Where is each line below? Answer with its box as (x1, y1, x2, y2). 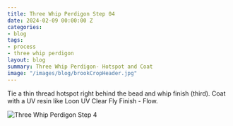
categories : (7, 23, 42, 30)
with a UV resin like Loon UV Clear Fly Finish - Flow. (7, 96, 158, 105)
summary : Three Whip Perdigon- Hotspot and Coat (7, 63, 153, 70)
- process (7, 43, 37, 50)
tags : (7, 37, 23, 44)
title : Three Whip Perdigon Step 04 (7, 10, 115, 18)
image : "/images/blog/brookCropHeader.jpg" (7, 69, 138, 76)
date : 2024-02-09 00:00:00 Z (7, 17, 93, 24)
